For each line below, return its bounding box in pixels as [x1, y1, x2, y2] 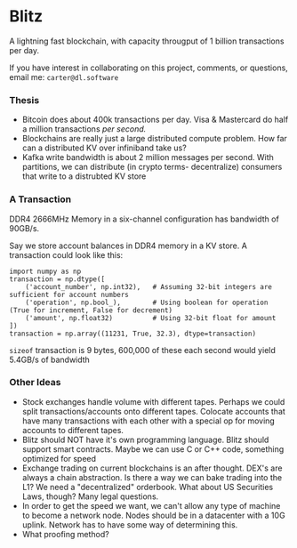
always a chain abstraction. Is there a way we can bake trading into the [21, 471, 283, 482]
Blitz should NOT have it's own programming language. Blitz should [21, 434, 269, 445]
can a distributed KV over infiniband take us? [21, 142, 187, 153]
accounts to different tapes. [21, 424, 124, 435]
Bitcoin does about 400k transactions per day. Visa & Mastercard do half [21, 114, 289, 125]
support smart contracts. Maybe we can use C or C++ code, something [21, 443, 285, 455]
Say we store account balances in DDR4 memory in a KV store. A [9, 240, 247, 251]
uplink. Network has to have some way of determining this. [21, 519, 238, 530]
